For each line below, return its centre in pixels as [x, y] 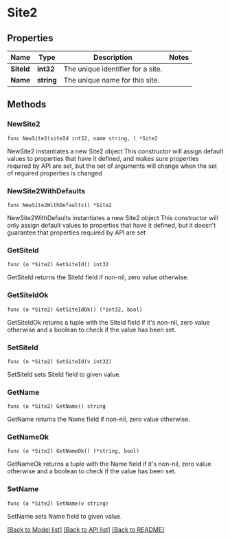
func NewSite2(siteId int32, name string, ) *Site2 [82, 138]
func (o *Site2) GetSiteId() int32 [58, 265]
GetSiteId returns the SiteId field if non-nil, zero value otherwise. [98, 277]
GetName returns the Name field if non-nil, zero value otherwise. [99, 419]
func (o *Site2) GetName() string [57, 407]
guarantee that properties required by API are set [77, 233]
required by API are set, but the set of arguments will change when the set [112, 166]
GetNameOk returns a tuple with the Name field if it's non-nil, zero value [109, 464]
